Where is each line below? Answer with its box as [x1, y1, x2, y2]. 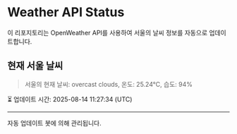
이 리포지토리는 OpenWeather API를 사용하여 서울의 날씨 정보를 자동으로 [7, 28, 208, 37]
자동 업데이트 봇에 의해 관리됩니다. [7, 118, 102, 127]
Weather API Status [7, 4, 125, 20]
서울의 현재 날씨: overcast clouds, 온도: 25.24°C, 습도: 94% [24, 80, 193, 88]
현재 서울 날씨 [7, 60, 63, 72]
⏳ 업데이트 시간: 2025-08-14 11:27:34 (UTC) [7, 95, 133, 103]
